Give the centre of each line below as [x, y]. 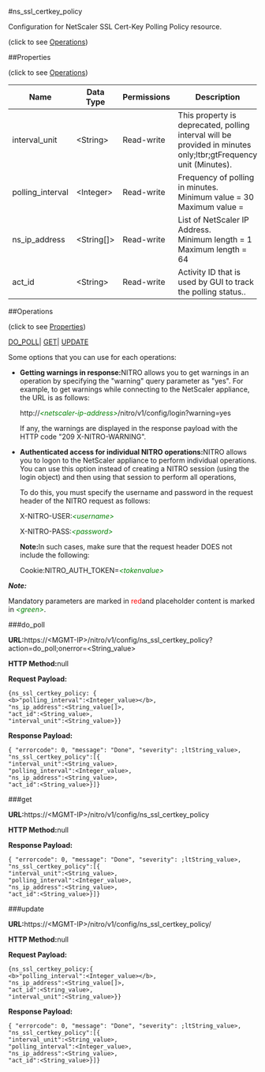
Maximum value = [211, 207]
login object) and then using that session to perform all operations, [128, 477]
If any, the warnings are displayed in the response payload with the [129, 428]
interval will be [205, 135]
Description [218, 97]
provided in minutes [215, 145]
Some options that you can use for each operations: [93, 357]
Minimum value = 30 [216, 197]
